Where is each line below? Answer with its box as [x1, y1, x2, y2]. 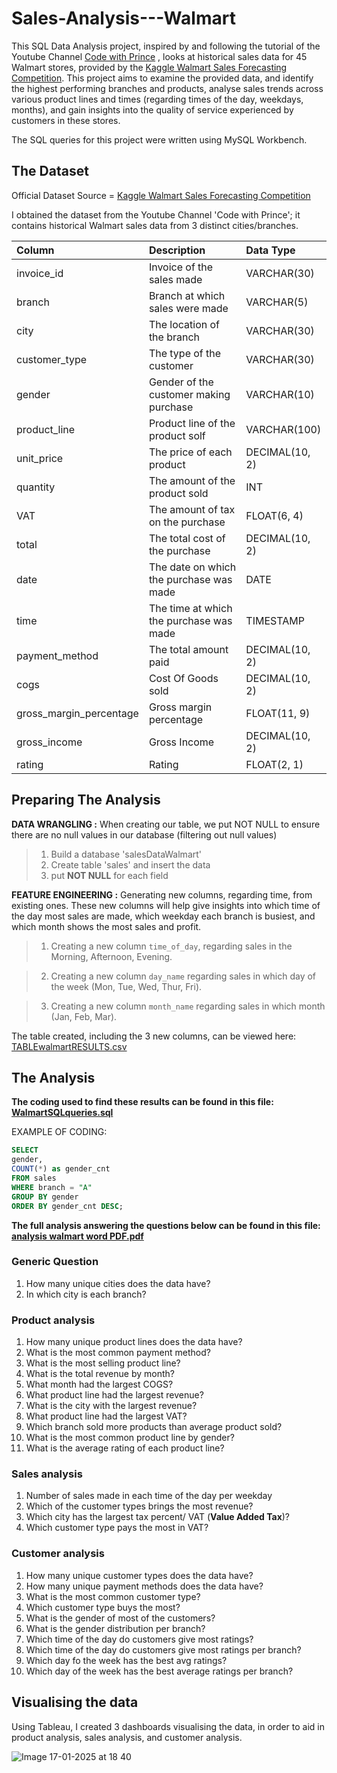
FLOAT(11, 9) [245, 706, 311, 720]
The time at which [148, 601, 233, 615]
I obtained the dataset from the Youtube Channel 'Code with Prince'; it [11, 208, 301, 221]
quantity [16, 480, 56, 494]
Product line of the [148, 416, 236, 430]
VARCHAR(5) [245, 295, 309, 309]
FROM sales [11, 1173, 57, 1183]
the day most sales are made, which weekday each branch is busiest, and [11, 910, 316, 922]
